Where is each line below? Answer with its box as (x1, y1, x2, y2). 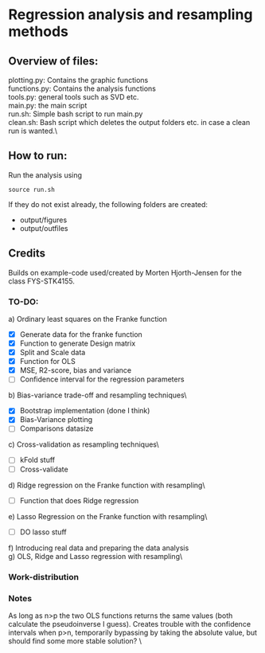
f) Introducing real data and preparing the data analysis (8, 543, 189, 553)
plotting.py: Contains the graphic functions (8, 76, 149, 84)
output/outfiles (19, 223, 68, 233)
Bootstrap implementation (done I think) (19, 406, 150, 416)
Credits (8, 247, 46, 260)
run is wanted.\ (8, 126, 58, 135)
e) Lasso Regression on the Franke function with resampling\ (8, 511, 208, 521)
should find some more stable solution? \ (8, 635, 142, 646)
